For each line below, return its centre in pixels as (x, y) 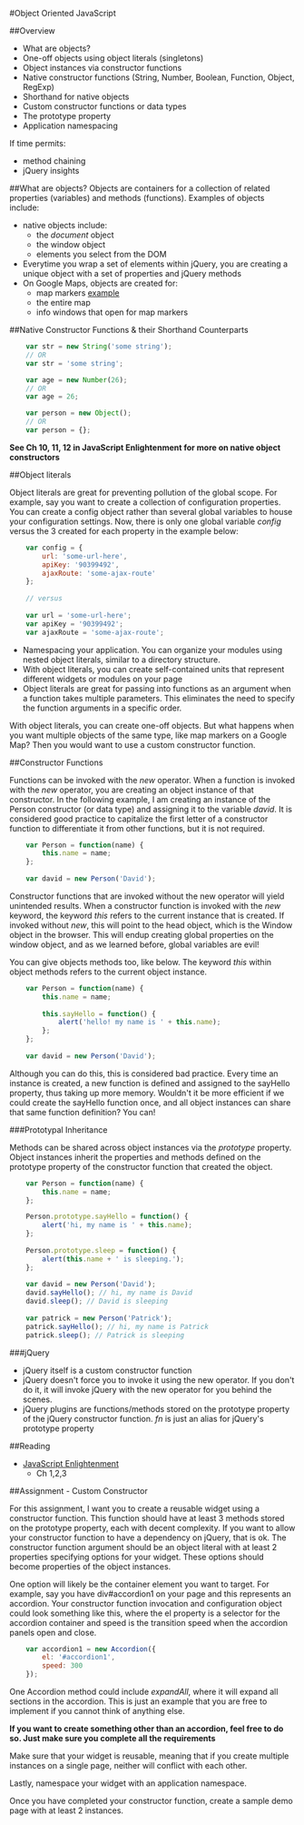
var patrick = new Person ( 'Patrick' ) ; (99, 1318)
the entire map (63, 302)
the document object (75, 235)
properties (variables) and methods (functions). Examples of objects (137, 198)
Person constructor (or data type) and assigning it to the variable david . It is (151, 809)
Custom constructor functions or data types (104, 106)
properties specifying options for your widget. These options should (137, 1557)
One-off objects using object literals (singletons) (113, 58)
